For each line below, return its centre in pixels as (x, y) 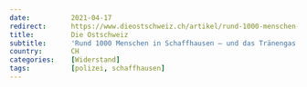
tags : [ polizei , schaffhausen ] (88, 69)
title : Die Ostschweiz (69, 34)
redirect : (28, 26)
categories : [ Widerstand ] (65, 60)
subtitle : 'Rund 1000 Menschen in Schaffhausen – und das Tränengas (153, 43)
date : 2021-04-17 (61, 18)
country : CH (44, 52)
